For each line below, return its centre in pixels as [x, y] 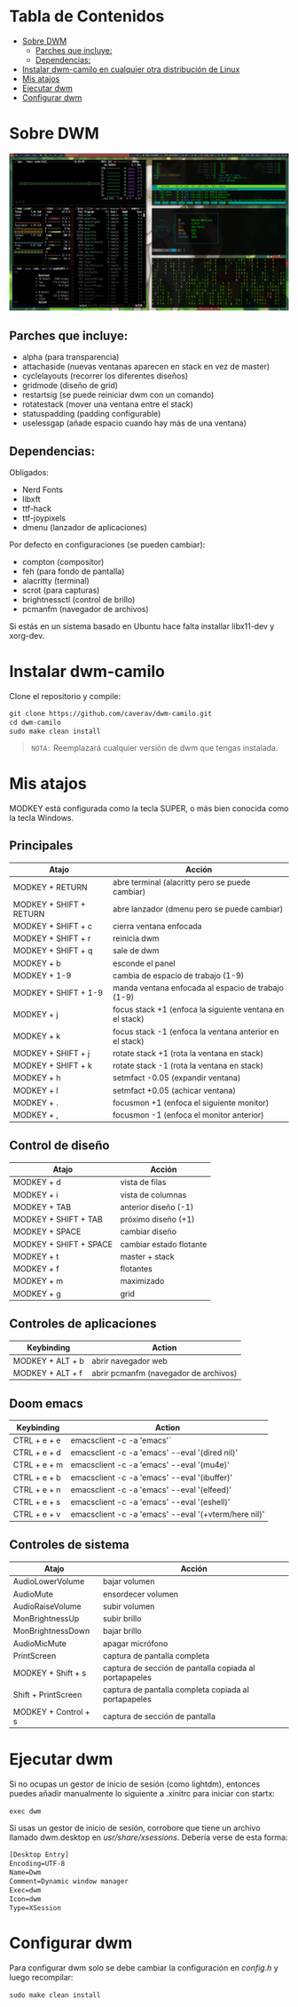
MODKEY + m [38, 1281]
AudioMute [33, 1594]
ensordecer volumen [141, 1594]
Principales [41, 846]
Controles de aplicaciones [83, 1324]
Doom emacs [47, 1403]
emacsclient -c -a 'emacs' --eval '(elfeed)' [151, 1489]
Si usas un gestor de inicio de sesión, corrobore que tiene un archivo [135, 1828]
